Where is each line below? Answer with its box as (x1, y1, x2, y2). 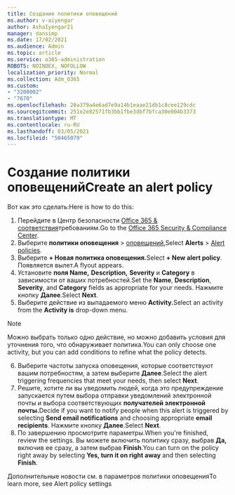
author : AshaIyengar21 (7, 23, 74, 30)
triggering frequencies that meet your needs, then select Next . (17, 376, 199, 385)
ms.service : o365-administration (7, 56, 105, 63)
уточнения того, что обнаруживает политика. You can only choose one (7, 341, 216, 349)
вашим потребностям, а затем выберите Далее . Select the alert (17, 369, 207, 378)
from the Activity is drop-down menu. (17, 306, 128, 315)
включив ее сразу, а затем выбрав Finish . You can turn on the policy (17, 444, 220, 452)
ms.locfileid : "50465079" (7, 134, 83, 141)
